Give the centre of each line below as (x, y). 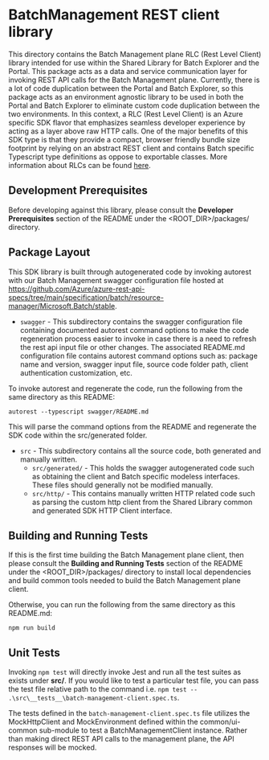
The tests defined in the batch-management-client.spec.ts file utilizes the (129, 713)
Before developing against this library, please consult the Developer (121, 210)
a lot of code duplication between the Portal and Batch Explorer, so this (126, 88)
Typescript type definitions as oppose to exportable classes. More (118, 156)
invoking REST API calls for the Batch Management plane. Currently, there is (134, 80)
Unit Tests (34, 653)
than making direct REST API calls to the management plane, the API (121, 739)
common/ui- (220, 722)
